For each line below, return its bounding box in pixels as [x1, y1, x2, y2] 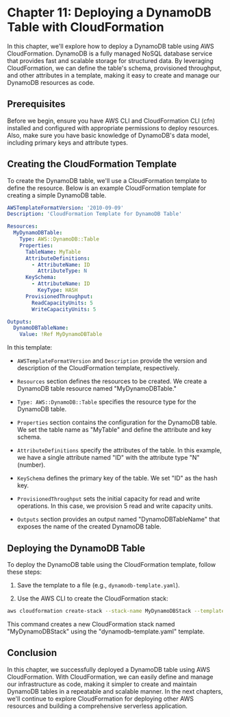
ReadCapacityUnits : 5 [31, 300, 94, 306]
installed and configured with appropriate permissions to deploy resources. [7, 123, 219, 132]
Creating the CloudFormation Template [7, 158, 177, 170]
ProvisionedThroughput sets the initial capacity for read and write [16, 495, 201, 503]
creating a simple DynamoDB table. [7, 191, 107, 199]
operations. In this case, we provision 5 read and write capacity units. [16, 502, 214, 510]
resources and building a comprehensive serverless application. [7, 701, 188, 710]
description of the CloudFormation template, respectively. [16, 364, 180, 372]
